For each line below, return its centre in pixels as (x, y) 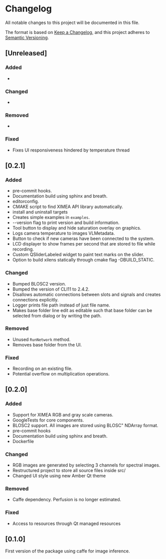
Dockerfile (23, 441)
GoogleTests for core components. (48, 420)
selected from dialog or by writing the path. (57, 315)
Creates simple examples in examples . (51, 217)
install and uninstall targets (40, 212)
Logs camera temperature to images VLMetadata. (63, 233)
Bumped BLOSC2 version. (39, 283)
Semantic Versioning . (27, 37)
